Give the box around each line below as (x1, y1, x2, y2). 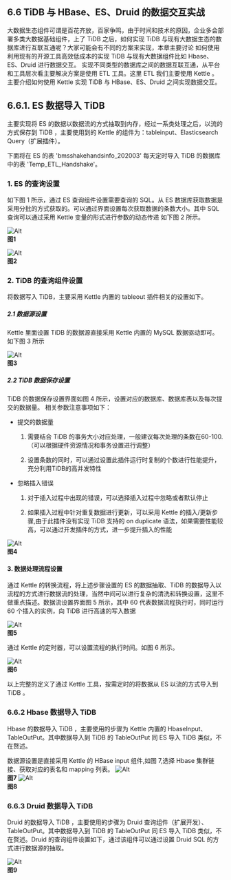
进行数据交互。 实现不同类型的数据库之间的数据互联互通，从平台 (37, 61, 220, 69)
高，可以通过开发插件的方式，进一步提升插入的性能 (27, 525, 173, 534)
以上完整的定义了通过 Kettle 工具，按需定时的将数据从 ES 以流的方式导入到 (7, 680, 219, 689)
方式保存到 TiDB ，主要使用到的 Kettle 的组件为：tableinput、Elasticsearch (7, 128, 219, 136)
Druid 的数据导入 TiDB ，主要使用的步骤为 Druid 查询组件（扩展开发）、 (7, 818, 208, 826)
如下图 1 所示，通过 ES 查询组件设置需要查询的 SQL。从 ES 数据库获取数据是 (7, 196, 223, 204)
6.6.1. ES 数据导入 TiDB (7, 100, 105, 112)
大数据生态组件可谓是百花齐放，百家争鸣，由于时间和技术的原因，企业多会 (7, 26, 218, 34)
